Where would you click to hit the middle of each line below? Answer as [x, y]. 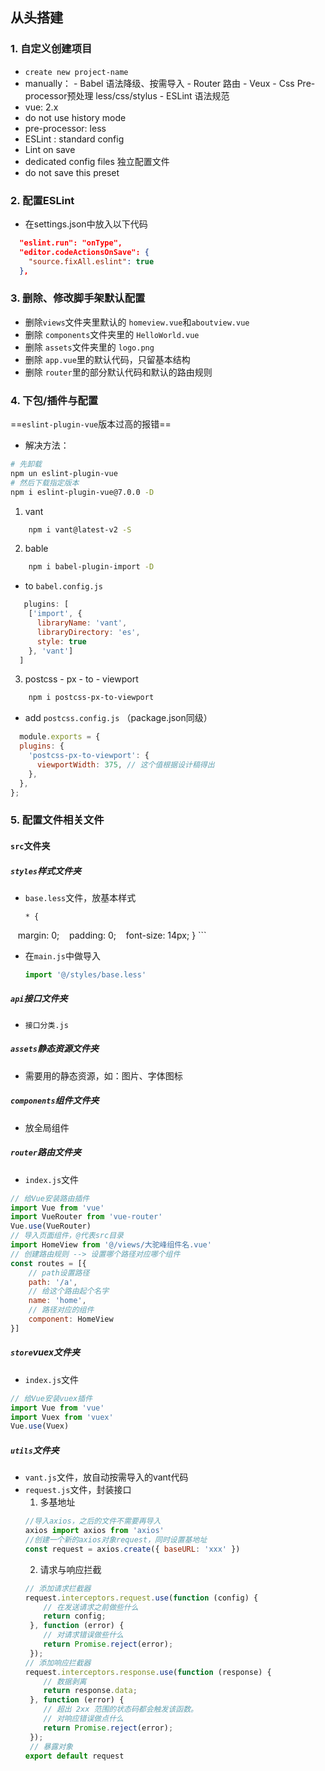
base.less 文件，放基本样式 [80, 897]
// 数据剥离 [65, 1681]
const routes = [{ [48, 1263]
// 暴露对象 [51, 1746]
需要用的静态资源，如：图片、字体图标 [103, 1075]
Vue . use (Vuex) [40, 1426]
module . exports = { [60, 737]
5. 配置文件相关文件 [57, 820]
